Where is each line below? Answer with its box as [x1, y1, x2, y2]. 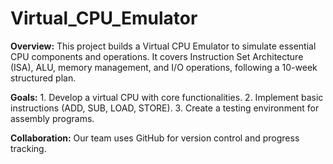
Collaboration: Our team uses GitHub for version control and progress [10, 132, 300, 144]
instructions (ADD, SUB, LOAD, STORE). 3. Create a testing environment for [10, 102, 320, 114]
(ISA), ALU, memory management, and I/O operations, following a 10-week [10, 61, 318, 73]
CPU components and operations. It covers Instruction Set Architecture [10, 50, 304, 62]
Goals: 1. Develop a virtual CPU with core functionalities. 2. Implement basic [10, 91, 324, 103]
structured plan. [10, 72, 77, 84]
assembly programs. [10, 112, 95, 124]
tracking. [10, 142, 47, 154]
